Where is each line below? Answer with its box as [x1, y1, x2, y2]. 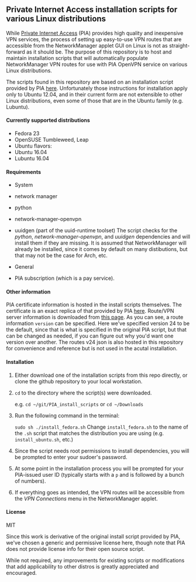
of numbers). [14, 477, 46, 484]
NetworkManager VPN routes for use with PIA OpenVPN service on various [6, 61, 188, 68]
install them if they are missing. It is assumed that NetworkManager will [14, 239, 187, 246]
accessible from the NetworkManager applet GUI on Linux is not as [6, 42, 168, 49]
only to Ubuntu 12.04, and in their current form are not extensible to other [6, 91, 183, 98]
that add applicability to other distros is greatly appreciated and [6, 563, 159, 570]
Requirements [6, 168, 42, 175]
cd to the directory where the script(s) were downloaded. [14, 389, 152, 396]
